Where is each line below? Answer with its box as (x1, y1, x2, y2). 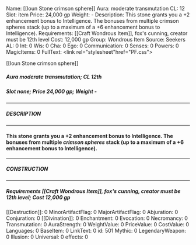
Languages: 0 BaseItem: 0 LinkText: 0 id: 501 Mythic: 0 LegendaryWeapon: (6, 227, 187, 234)
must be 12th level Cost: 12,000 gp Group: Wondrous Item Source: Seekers (6, 36, 185, 43)
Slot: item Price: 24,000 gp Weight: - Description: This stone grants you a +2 (6, 11, 190, 18)
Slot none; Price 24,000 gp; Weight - (6, 88, 97, 95)
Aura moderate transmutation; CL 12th (6, 73, 102, 80)
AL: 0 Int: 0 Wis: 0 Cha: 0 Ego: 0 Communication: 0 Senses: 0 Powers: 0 (6, 42, 179, 49)
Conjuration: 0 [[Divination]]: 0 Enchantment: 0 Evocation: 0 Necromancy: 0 (6, 215, 188, 222)
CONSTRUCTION (6, 165, 48, 172)
